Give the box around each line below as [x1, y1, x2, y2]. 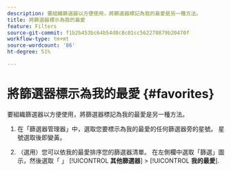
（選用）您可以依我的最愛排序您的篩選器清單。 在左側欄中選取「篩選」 [17, 148, 219, 156]
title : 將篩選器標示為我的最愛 [7, 16, 86, 23]
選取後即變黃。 [23, 133, 66, 141]
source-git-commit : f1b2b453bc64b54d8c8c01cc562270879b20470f [7, 29, 190, 36]
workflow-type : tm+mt [7, 36, 70, 43]
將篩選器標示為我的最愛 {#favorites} [7, 87, 215, 102]
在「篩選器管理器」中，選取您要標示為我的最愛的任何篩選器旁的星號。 [17, 124, 217, 133]
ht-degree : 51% [7, 49, 51, 56]
